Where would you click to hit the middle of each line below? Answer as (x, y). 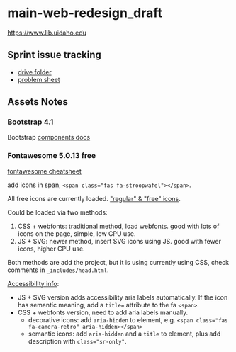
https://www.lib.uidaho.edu (47, 33)
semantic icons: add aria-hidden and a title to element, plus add (124, 334)
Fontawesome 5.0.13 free (52, 156)
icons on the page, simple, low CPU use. (77, 233)
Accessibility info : (33, 283)
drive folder (34, 72)
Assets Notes (38, 102)
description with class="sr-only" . (77, 341)
